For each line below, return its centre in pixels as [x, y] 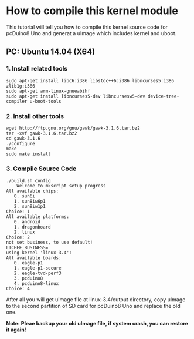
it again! [16, 330]
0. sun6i [24, 196]
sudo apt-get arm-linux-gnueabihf [48, 91]
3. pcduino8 [28, 278]
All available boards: [34, 258]
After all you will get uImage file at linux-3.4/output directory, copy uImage [96, 300]
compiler [17, 101]
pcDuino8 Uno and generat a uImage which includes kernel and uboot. [91, 33]
